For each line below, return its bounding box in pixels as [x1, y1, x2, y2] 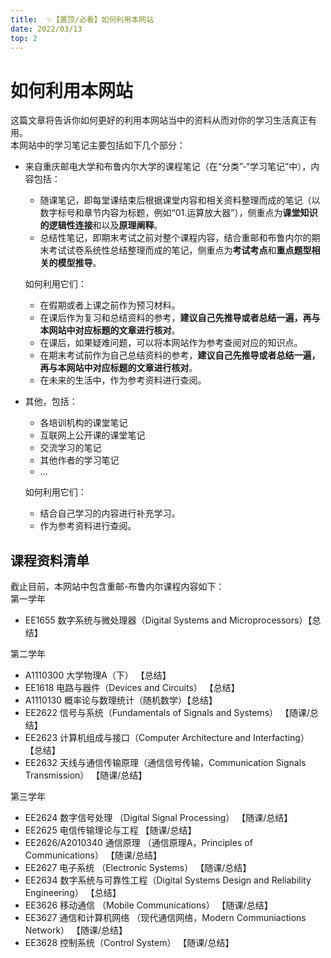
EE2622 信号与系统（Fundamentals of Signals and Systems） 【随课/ [24, 707, 311, 719]
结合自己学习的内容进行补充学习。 [39, 507, 181, 520]
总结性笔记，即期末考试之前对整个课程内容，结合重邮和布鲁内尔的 [39, 232, 312, 244]
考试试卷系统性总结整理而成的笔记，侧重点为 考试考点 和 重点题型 [48, 244, 312, 256]
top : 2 [10, 33, 38, 43]
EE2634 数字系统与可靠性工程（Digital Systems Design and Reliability [24, 874, 312, 886]
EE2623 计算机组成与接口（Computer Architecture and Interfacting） [24, 732, 310, 744]
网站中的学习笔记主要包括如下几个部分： [18, 139, 186, 151]
